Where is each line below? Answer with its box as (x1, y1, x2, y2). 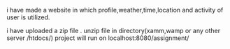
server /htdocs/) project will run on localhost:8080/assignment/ (6, 34, 189, 42)
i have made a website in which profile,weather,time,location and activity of (6, 6, 224, 14)
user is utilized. (6, 13, 50, 21)
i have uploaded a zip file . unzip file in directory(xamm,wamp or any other (6, 27, 221, 35)
